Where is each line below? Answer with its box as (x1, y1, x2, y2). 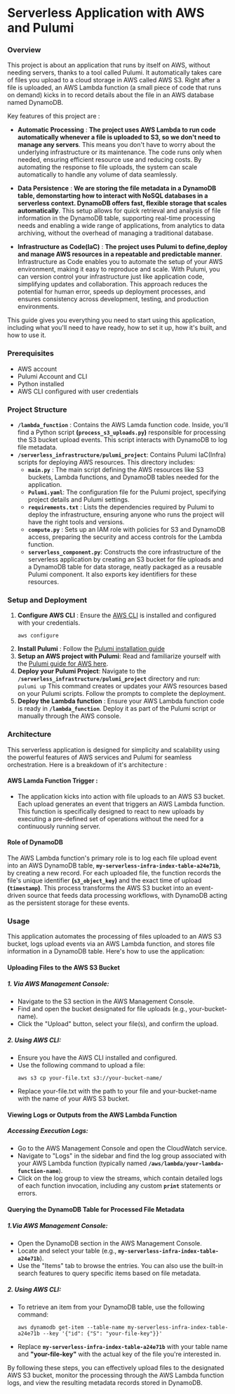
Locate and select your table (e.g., (17, 1247, 117, 1255)
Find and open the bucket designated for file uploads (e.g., (17, 1004, 188, 1013)
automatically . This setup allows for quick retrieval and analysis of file (17, 206, 221, 215)
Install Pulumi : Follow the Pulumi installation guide (17, 645, 165, 653)
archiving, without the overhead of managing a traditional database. (17, 229, 214, 237)
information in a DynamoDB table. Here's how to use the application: (7, 947, 205, 956)
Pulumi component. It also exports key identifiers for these (27, 570, 197, 578)
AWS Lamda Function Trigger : (7, 776, 98, 785)
